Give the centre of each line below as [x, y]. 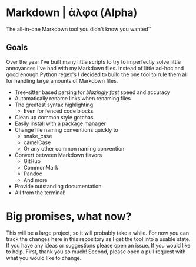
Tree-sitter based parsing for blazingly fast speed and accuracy [92, 92]
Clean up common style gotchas [54, 117]
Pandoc [33, 174]
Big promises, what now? [69, 216]
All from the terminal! [40, 193]
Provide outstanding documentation [58, 186]
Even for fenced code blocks [58, 111]
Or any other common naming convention [74, 148]
